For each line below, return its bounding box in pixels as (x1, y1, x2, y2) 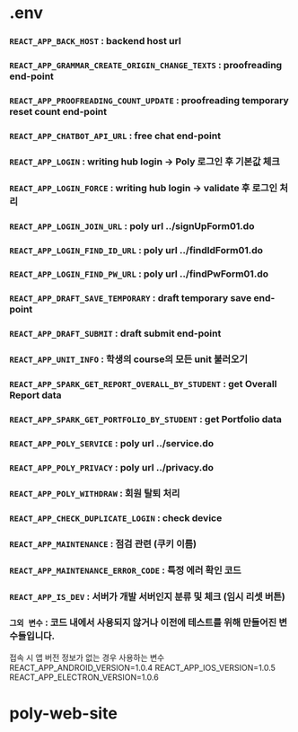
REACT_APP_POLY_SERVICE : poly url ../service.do (9, 437, 215, 450)
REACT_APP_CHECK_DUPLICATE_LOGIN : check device (9, 511, 223, 524)
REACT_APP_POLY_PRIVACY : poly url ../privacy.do (9, 461, 214, 473)
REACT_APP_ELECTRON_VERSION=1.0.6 (9, 672, 159, 683)
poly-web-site (9, 703, 118, 724)
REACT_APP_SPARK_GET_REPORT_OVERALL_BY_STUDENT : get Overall (9, 378, 277, 391)
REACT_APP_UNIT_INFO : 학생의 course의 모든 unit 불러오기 (9, 353, 249, 366)
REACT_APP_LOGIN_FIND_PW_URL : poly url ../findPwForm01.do (9, 268, 269, 280)
